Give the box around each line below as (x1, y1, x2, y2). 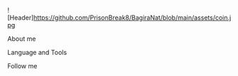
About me (7, 34, 36, 43)
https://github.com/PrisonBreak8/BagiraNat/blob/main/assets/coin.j (33, 13, 232, 22)
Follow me (7, 62, 38, 70)
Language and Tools (7, 49, 67, 56)
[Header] (7, 13, 34, 22)
